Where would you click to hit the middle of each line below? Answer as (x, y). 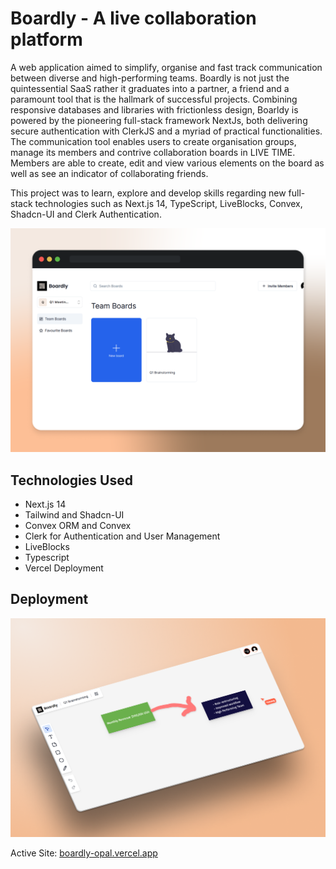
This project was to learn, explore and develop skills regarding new (148, 193)
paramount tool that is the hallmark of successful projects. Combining (154, 99)
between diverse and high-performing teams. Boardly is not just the (150, 78)
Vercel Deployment (64, 568)
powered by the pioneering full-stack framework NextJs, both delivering (159, 120)
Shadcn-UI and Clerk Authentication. (86, 214)
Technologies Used (71, 480)
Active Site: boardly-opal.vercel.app (84, 853)
